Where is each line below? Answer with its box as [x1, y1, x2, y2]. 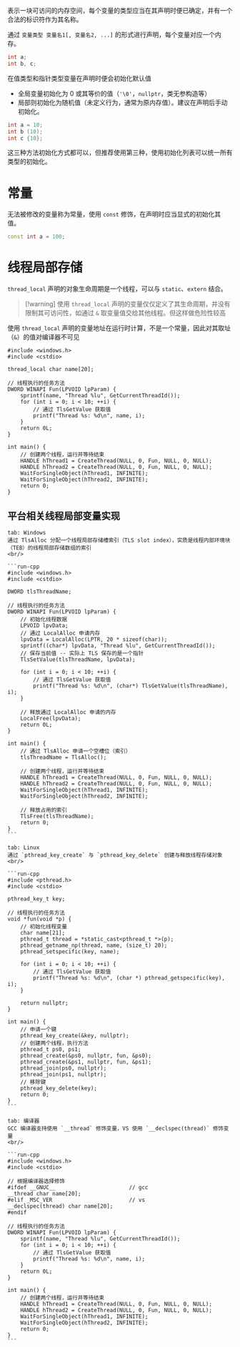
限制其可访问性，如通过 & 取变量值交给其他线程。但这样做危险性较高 [24, 309, 226, 317]
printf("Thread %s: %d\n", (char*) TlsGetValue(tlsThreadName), [33, 682, 229, 690]
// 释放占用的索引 [20, 806, 68, 813]
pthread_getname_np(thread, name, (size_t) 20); [20, 942, 168, 949]
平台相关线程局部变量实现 [7, 510, 120, 522]
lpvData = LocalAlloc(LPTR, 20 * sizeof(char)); [20, 635, 168, 643]
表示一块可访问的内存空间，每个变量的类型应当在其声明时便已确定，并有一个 [7, 6, 233, 14]
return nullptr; [20, 999, 69, 1006]
